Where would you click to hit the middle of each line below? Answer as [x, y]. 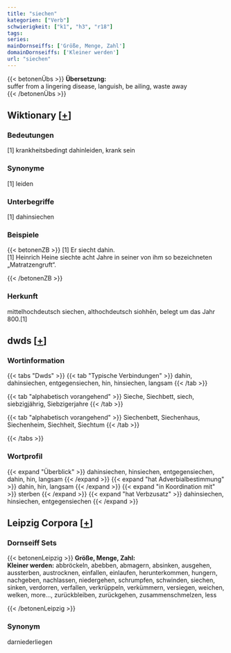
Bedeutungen [31, 135]
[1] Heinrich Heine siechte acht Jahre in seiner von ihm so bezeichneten [110, 258]
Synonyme [26, 168]
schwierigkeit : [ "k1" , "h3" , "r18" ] [60, 26]
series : [18, 40]
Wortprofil [25, 457]
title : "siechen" [32, 14]
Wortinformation [36, 361]
